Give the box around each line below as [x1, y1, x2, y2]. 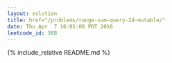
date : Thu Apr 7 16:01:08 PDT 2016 [7, 23, 113, 30]
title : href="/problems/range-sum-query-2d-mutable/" [7, 17, 166, 24]
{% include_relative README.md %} [7, 48, 111, 57]
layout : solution [7, 10, 58, 17]
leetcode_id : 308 [7, 29, 58, 37]
